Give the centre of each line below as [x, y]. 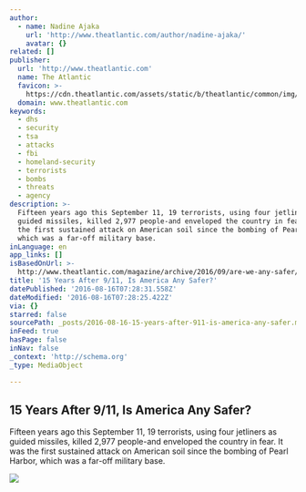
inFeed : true [34, 332]
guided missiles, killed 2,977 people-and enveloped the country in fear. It [147, 442]
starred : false [38, 314]
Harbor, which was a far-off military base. [87, 461]
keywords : [28, 111]
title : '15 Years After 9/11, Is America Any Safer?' [114, 281]
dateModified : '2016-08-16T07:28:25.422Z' [91, 297]
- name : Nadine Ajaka [59, 26]
